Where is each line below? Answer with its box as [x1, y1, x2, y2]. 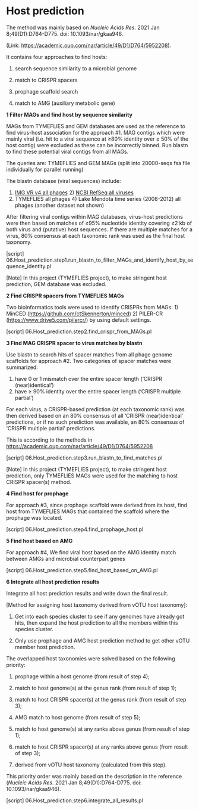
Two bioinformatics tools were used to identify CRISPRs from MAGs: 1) [6, 303, 179, 311]
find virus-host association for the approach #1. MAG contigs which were [6, 129, 185, 136]
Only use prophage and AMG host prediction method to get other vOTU [14, 637, 190, 644]
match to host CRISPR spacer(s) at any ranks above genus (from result [14, 743, 188, 750]
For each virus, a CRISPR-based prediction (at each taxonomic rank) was [6, 405, 185, 412]
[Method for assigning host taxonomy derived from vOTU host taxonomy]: [6, 601, 188, 609]
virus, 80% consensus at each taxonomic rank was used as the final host [6, 232, 185, 239]
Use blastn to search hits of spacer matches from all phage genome [6, 350, 172, 358]
